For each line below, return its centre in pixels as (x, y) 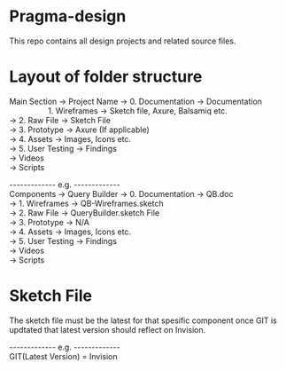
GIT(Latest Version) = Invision (63, 356)
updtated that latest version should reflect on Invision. (108, 329)
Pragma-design (68, 16)
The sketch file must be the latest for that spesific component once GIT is (143, 320)
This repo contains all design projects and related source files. (123, 41)
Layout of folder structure (106, 77)
